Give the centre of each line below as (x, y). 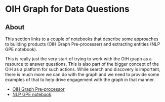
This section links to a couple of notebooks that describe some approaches (82, 39)
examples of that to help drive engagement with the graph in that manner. (80, 80)
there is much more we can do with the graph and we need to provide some (82, 74)
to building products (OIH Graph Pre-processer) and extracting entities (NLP (83, 44)
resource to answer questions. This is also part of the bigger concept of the (82, 64)
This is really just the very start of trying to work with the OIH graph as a (79, 59)
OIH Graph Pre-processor (39, 89)
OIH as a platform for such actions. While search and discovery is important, (83, 69)
